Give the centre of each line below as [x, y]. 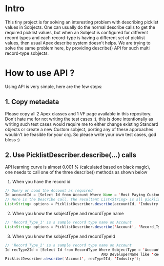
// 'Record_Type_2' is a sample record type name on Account [69, 245]
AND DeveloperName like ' [127, 254]
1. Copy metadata [32, 102]
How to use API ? [40, 73]
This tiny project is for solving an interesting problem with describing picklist [82, 22]
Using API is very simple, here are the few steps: [54, 87]
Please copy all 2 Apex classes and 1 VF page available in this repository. [78, 113]
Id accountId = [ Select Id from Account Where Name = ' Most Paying [75, 195]
